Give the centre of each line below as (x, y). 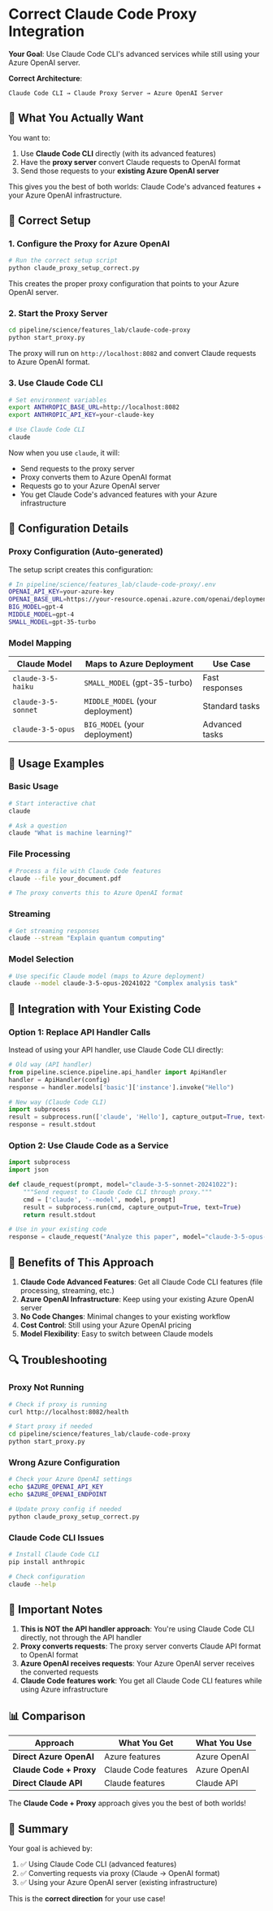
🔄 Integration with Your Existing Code (105, 1009)
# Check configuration (47, 1577)
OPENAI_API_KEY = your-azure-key (61, 592)
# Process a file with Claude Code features (85, 871)
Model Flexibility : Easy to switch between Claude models (117, 1334)
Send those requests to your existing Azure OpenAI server (119, 171)
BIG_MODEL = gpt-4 (36, 607)
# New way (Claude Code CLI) (58, 1102)
